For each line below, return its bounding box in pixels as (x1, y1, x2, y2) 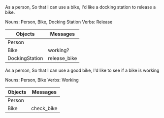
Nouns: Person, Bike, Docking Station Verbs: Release (5, 19, 113, 25)
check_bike (31, 105, 58, 112)
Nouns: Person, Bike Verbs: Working (5, 77, 79, 83)
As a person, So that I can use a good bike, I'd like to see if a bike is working (5, 67, 160, 73)
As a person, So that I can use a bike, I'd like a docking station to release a (5, 4, 156, 10)
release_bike (47, 55, 77, 61)
